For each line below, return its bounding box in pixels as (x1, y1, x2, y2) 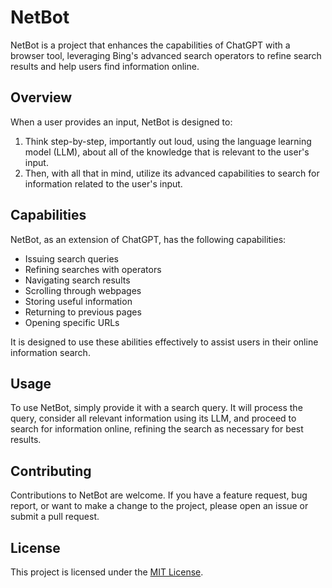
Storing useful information (24, 295, 133, 307)
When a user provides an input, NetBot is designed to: (10, 116, 233, 128)
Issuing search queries (24, 252, 119, 265)
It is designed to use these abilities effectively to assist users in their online (10, 336, 319, 348)
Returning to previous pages (24, 306, 142, 318)
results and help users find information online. (10, 60, 200, 72)
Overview (10, 89, 73, 106)
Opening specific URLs (24, 316, 120, 328)
